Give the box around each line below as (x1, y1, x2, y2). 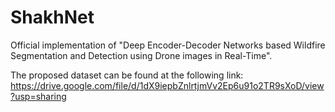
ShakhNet (10, 6, 95, 29)
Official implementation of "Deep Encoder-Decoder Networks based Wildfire (10, 39, 326, 51)
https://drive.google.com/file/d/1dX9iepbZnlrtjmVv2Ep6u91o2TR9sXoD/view (10, 79, 325, 91)
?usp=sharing (10, 90, 67, 102)
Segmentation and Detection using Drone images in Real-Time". (10, 49, 273, 61)
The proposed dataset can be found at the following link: (10, 69, 244, 81)
